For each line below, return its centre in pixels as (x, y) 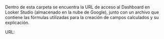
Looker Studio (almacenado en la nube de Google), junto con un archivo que (82, 12)
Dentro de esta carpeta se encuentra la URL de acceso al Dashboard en (78, 7)
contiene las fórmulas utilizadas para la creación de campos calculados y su (82, 17)
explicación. (17, 22)
